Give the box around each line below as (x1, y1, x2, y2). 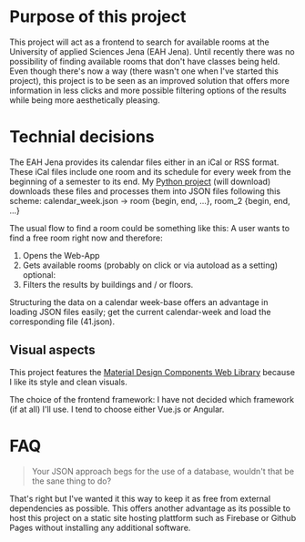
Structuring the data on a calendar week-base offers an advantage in (9, 296, 269, 307)
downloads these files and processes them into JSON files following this (9, 185, 280, 197)
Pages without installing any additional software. (9, 522, 191, 533)
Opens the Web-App (22, 250, 100, 261)
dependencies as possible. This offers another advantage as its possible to (9, 503, 291, 514)
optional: (22, 269, 56, 280)
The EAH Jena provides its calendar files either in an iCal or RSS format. (9, 157, 280, 168)
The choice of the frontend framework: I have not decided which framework (9, 394, 295, 404)
